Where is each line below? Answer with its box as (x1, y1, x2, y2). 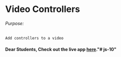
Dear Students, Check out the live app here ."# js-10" (5, 46, 116, 52)
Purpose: (5, 20, 24, 26)
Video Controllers (5, 3, 80, 15)
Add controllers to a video (5, 36, 64, 41)
